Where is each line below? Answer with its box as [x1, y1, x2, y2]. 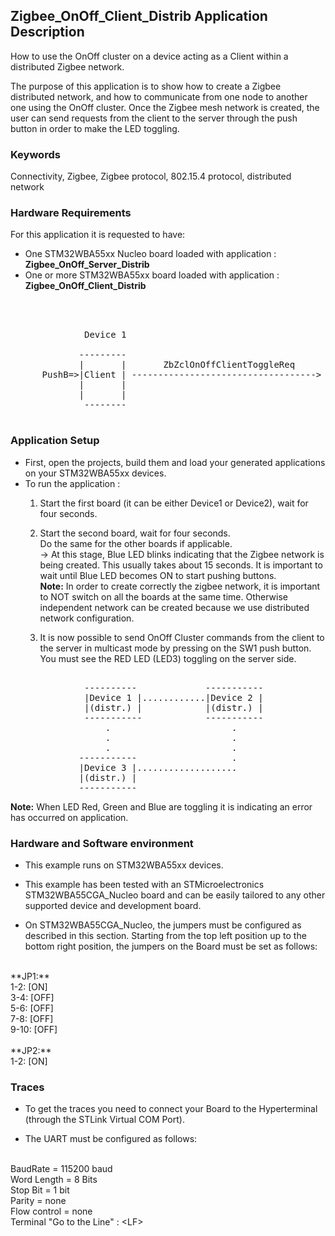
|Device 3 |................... [78, 762, 238, 773]
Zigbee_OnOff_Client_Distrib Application [10, 8, 268, 25]
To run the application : [24, 477, 121, 489]
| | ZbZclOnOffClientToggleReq [78, 359, 296, 371]
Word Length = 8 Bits [10, 1174, 98, 1186]
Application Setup [10, 434, 100, 448]
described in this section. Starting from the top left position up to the [24, 930, 307, 941]
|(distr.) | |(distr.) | [84, 702, 264, 713]
